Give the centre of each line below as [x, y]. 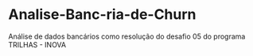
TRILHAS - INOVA [37, 44]
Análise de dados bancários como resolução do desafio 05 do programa [127, 36]
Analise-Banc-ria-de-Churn [102, 15]
